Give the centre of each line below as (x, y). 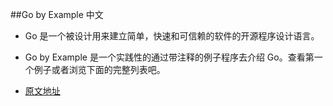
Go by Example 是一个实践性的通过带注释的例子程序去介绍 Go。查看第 (169, 57)
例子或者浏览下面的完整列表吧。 (99, 69)
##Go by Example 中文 (57, 14)
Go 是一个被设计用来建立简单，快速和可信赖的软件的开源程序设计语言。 (172, 36)
